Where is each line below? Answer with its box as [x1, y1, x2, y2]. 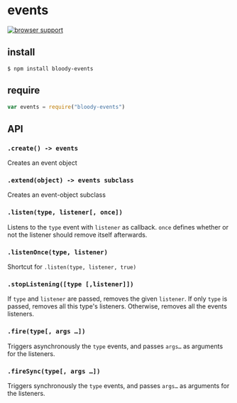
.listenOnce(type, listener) [7, 248, 109, 256]
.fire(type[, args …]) [7, 328, 86, 335]
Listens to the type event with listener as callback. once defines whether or [7, 222, 229, 231]
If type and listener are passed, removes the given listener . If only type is [7, 294, 228, 303]
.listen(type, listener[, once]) [7, 208, 123, 217]
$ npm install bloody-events [7, 65, 94, 72]
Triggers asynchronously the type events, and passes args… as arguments [7, 342, 224, 350]
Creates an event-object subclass [7, 190, 106, 199]
